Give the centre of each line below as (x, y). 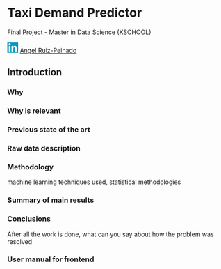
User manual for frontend (51, 259)
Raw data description (44, 148)
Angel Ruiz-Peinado (48, 50)
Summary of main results (51, 200)
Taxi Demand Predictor (75, 13)
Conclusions (29, 219)
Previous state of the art (49, 130)
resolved (20, 241)
